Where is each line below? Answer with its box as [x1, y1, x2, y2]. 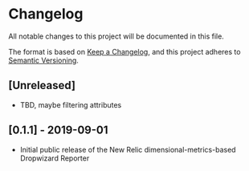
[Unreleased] [8, 79, 76, 92]
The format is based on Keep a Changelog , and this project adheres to [8, 47, 241, 56]
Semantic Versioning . [8, 55, 79, 65]
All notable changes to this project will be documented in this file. [8, 31, 225, 41]
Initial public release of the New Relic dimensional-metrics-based [19, 145, 236, 154]
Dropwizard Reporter [19, 153, 90, 163]
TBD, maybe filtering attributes [19, 100, 122, 109]
